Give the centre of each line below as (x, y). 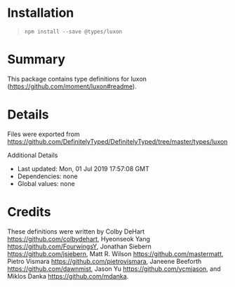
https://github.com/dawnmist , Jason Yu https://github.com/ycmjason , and (114, 269)
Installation (41, 13)
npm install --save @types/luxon (73, 32)
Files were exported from (43, 134)
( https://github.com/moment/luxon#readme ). (72, 86)
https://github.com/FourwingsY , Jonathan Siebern (80, 246)
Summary (36, 59)
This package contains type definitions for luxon (77, 79)
